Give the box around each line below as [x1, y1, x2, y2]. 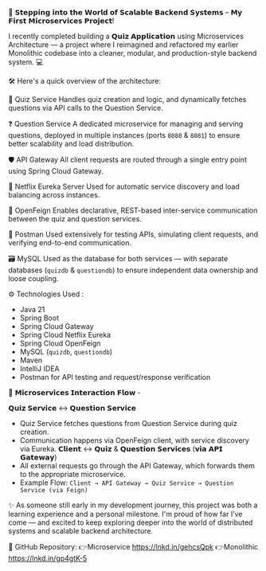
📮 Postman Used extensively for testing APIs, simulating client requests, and [8, 229, 259, 239]
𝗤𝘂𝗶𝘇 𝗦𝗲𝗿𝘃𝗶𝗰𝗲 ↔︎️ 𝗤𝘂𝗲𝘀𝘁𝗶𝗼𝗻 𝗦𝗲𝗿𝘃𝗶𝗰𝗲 [8, 403, 137, 413]
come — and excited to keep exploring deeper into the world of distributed [8, 518, 253, 527]
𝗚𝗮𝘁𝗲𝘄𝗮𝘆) [19, 452, 57, 462]
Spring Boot [19, 313, 60, 323]
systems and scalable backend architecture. [8, 526, 154, 535]
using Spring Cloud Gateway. [8, 166, 104, 175]
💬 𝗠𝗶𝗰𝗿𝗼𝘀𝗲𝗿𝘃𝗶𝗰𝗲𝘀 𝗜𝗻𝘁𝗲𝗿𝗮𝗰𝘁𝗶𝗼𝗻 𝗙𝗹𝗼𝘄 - [8, 388, 141, 397]
